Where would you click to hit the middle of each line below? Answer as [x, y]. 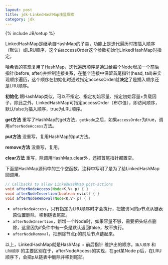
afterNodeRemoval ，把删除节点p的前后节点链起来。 [65, 233]
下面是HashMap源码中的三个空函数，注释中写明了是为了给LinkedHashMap [82, 169]
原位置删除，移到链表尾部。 [41, 215]
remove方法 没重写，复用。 [34, 147]
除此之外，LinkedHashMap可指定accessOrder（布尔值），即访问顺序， [87, 103]
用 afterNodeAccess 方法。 [31, 126]
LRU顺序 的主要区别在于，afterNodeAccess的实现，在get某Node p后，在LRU [83, 250]
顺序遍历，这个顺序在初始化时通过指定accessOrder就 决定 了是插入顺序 [82, 80]
